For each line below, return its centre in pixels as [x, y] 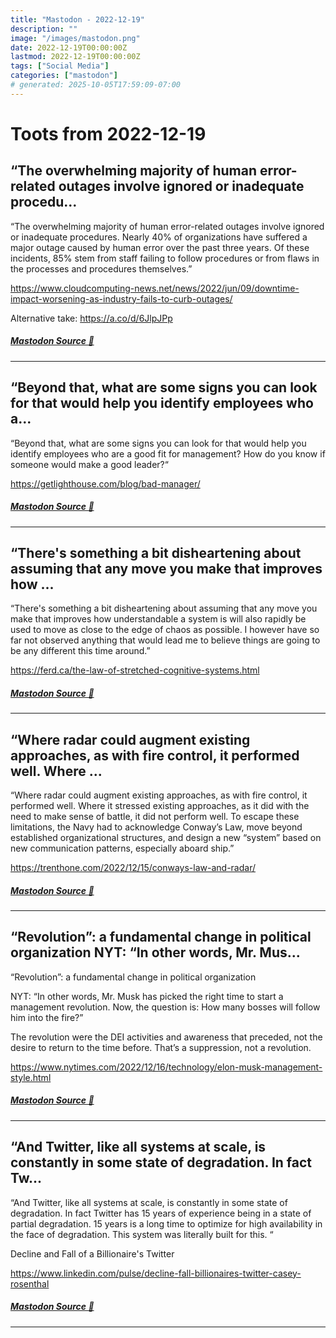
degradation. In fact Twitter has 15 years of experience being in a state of [161, 1213]
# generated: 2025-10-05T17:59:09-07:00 [96, 85]
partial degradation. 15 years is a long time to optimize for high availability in [166, 1223]
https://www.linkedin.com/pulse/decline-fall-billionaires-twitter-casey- [156, 1273]
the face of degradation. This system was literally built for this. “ [142, 1234]
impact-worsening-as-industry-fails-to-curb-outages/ [121, 298]
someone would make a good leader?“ [89, 464]
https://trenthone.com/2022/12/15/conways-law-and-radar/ [133, 868]
